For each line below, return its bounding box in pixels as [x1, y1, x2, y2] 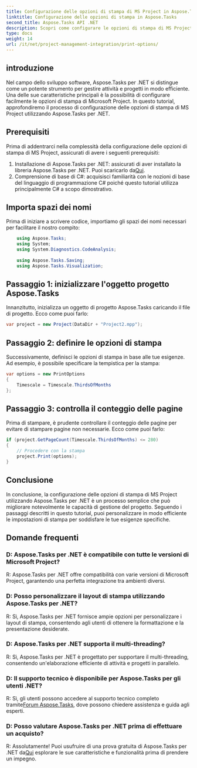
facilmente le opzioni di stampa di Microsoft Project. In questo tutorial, [6, 98, 175, 105]
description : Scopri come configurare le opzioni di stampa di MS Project [6, 25, 193, 31]
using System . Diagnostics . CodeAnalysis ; [16, 246, 117, 253]
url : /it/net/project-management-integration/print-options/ [6, 42, 159, 48]
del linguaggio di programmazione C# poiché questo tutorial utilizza [14, 179, 179, 186]
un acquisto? [6, 730, 44, 738]
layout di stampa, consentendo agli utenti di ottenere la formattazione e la [6, 619, 184, 626]
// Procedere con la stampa [16, 448, 85, 454]
